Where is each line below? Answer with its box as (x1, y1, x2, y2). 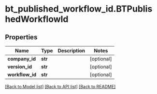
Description (57, 47, 86, 54)
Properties (5, 33, 38, 41)
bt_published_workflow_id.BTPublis (5, 3, 153, 15)
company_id (7, 56, 36, 62)
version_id (7, 63, 32, 70)
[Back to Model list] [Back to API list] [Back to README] (5, 84, 116, 89)
